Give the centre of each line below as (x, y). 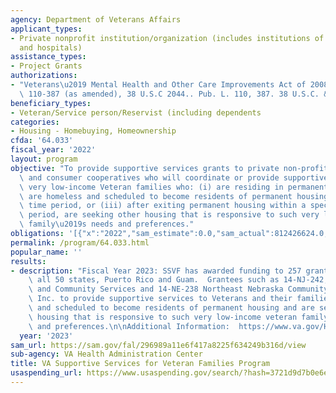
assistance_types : (48, 57)
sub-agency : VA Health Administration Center (106, 354)
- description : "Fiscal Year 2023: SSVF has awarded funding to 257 (156, 271)
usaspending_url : (46, 373)
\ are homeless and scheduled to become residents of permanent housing (174, 196)
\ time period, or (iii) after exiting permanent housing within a (163, 206)
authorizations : (44, 76)
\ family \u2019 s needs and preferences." (107, 224)
